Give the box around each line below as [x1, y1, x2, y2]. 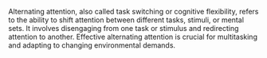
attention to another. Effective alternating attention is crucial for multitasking [8, 32, 257, 41]
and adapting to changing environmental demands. [8, 41, 176, 50]
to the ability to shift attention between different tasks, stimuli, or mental [8, 15, 245, 25]
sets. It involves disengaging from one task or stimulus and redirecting [8, 24, 239, 33]
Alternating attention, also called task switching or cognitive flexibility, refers [8, 7, 259, 16]
